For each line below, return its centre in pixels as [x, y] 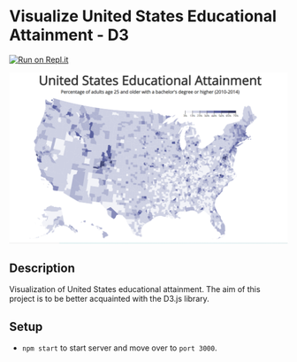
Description [42, 268]
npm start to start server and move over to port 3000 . [119, 348]
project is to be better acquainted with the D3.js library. [109, 299]
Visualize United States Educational [143, 16]
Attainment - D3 [69, 35]
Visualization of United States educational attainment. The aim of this [135, 289]
